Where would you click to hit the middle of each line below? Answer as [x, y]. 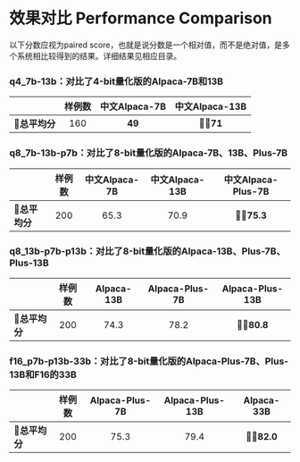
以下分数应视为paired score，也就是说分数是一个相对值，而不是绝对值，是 [146, 45]
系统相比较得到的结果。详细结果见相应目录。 [99, 55]
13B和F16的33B [43, 374]
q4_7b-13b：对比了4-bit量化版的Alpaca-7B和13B [117, 81]
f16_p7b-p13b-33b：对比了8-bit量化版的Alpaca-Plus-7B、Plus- [149, 361]
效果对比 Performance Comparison [141, 18]
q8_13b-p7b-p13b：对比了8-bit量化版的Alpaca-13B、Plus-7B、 [147, 251]
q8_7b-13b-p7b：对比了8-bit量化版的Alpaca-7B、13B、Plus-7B [149, 153]
